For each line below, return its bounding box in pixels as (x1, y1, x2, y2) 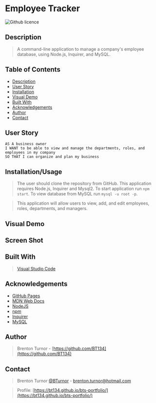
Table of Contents (5, 65, 61, 74)
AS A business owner (5, 142, 47, 147)
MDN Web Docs (12, 298, 45, 304)
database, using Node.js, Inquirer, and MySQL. (17, 51, 111, 57)
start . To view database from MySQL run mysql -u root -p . (17, 191, 138, 197)
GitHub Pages (12, 293, 40, 299)
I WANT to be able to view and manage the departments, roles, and (5, 146, 145, 151)
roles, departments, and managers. (17, 206, 88, 211)
